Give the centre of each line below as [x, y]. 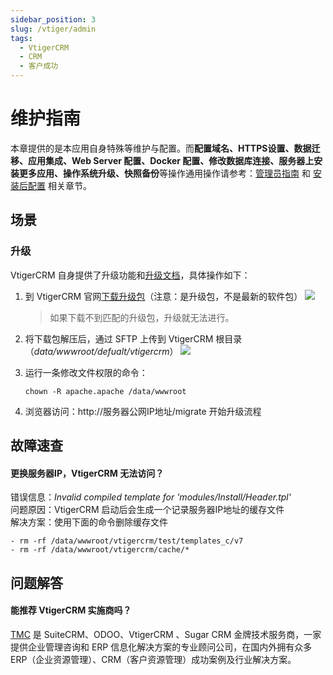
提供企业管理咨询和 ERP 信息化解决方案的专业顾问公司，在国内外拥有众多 [161, 647]
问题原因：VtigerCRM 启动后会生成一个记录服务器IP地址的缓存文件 [147, 510]
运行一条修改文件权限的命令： [86, 372]
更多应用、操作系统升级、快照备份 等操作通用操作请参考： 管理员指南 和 [164, 173]
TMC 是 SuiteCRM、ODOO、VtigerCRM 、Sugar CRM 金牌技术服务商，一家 [166, 634]
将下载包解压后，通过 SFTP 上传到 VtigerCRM [119, 338]
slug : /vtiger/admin [53, 29]
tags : [21, 38]
